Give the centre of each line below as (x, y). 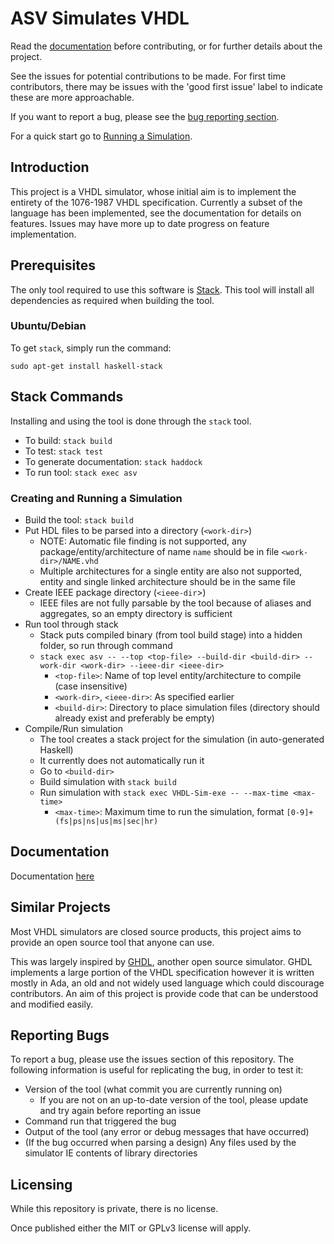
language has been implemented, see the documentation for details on (156, 213)
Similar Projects (61, 907)
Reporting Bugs (60, 1035)
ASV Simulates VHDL (100, 18)
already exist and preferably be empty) (134, 718)
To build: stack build (68, 440)
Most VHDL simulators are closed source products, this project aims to (156, 931)
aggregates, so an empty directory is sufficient (136, 613)
